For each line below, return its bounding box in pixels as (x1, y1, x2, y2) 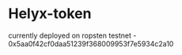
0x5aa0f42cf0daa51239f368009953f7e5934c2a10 (8, 38, 174, 48)
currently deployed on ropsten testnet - (8, 31, 137, 40)
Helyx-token (8, 5, 92, 23)
